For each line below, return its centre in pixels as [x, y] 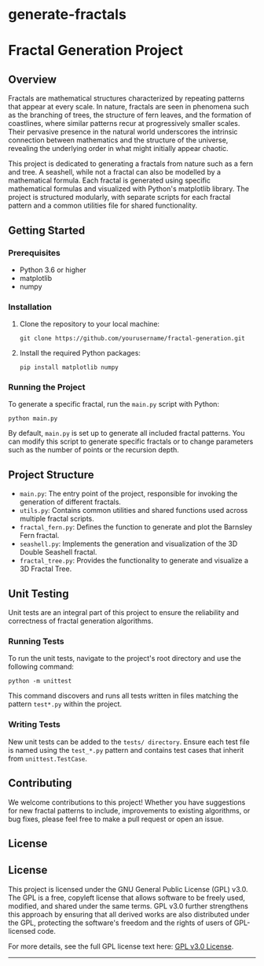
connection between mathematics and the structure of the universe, [118, 140]
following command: [41, 667]
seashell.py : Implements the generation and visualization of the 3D [128, 544]
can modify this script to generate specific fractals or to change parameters [131, 441]
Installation [30, 307]
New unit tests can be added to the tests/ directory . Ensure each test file [129, 742]
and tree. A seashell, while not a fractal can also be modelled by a [115, 172]
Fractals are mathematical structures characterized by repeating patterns [126, 98]
